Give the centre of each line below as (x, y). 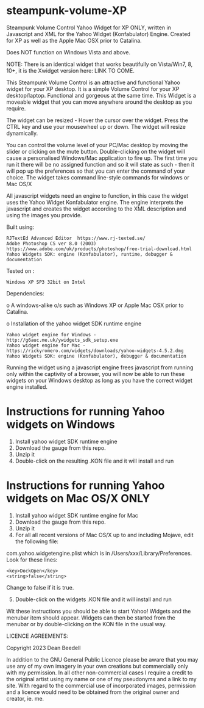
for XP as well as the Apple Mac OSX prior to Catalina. (74, 40)
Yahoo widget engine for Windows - (51, 334)
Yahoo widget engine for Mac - (46, 345)
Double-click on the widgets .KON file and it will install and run (93, 599)
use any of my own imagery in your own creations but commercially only (97, 666)
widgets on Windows (61, 424)
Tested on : (20, 271)
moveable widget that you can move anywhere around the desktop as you (99, 102)
